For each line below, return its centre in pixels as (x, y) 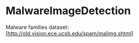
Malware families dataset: (37, 27)
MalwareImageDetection (68, 11)
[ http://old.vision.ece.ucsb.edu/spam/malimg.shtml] (69, 33)
